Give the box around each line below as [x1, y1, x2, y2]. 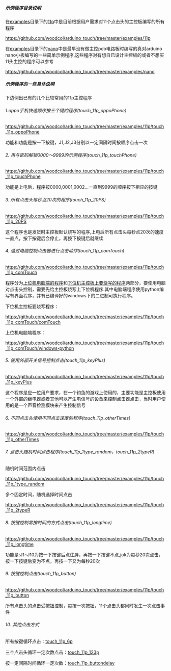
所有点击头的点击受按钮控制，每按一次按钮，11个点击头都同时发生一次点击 [5, 602, 161, 609]
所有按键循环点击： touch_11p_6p [5, 638, 73, 644]
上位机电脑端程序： [5, 329, 46, 336]
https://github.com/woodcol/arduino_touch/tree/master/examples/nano [5, 68, 155, 74]
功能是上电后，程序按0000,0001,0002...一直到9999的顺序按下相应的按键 [5, 184, 158, 190]
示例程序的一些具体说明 [5, 81, 54, 87]
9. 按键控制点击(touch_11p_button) [5, 571, 76, 577]
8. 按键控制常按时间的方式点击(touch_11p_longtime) [5, 519, 112, 525]
